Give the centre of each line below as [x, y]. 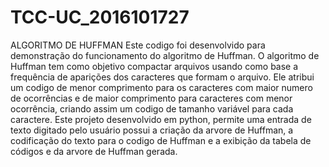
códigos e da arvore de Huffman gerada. [94, 151]
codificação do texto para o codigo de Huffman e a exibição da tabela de [161, 140]
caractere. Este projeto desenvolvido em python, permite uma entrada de [161, 119]
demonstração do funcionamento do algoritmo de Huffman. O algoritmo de [165, 55]
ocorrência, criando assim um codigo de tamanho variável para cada [152, 108]
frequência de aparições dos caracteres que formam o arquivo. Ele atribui [162, 77]
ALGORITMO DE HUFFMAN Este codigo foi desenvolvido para [138, 45]
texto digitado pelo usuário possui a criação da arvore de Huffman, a [152, 130]
